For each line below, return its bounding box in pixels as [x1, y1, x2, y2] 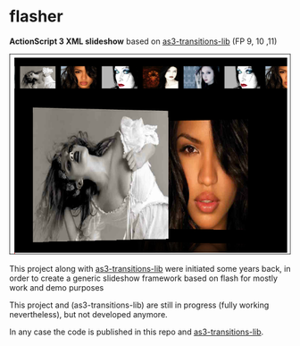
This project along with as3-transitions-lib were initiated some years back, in [9, 263, 291, 274]
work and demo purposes [9, 282, 104, 292]
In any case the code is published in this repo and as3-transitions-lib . [9, 326, 264, 337]
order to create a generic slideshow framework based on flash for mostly [9, 273, 279, 283]
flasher [9, 6, 64, 27]
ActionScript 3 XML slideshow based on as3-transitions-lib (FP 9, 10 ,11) [9, 36, 278, 46]
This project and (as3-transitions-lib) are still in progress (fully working [9, 300, 270, 310]
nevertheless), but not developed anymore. [9, 308, 168, 319]
